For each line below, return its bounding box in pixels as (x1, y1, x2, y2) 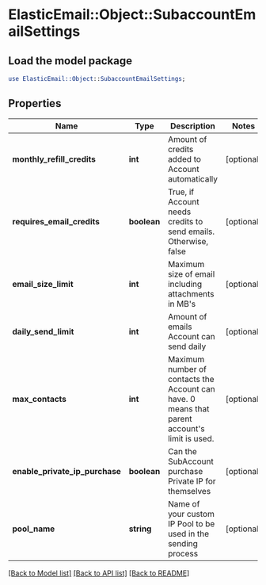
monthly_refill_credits (12, 153, 97, 164)
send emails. (167, 226, 215, 237)
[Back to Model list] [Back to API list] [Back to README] (8, 568, 190, 578)
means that (167, 403, 210, 414)
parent (167, 413, 192, 424)
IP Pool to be (167, 518, 215, 529)
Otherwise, (167, 235, 209, 247)
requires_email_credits (12, 216, 101, 227)
